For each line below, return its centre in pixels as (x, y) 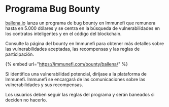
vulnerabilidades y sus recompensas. (44, 85)
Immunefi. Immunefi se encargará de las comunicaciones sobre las (75, 79)
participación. (20, 54)
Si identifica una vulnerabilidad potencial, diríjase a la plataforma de (76, 74)
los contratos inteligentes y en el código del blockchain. (63, 33)
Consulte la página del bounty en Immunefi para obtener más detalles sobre (85, 43)
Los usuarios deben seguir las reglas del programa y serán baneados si (80, 94)
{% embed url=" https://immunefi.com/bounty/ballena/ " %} (67, 64)
